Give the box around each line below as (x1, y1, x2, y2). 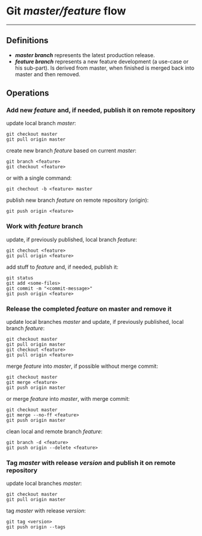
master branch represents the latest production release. (14, 51, 155, 58)
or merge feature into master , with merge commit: (6, 395, 130, 403)
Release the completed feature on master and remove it (6, 305, 172, 313)
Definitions (6, 35, 49, 46)
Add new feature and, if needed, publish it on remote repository (6, 106, 195, 115)
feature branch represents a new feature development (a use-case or (14, 58, 189, 65)
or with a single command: (6, 174, 72, 181)
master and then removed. (14, 70, 81, 78)
